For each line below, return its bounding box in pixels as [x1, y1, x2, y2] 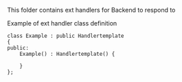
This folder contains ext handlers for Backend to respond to [7, 6, 176, 14]
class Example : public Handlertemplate [7, 32, 125, 39]
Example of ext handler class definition [7, 19, 117, 27]
